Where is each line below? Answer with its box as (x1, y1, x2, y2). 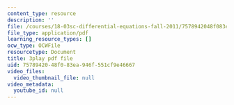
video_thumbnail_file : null (13, 74, 95, 82)
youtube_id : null (13, 87, 64, 94)
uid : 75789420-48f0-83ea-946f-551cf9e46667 (7, 61, 136, 68)
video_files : (7, 68, 45, 75)
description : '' (7, 17, 54, 23)
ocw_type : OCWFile (7, 42, 61, 49)
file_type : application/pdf (7, 29, 89, 37)
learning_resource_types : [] (7, 36, 92, 43)
